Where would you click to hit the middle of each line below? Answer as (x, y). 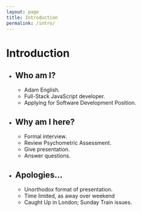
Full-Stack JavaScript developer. (65, 96)
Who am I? (35, 75)
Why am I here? (45, 122)
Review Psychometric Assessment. (68, 143)
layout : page (23, 12)
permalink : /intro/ (31, 23)
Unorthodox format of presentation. (68, 189)
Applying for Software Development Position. (80, 103)
